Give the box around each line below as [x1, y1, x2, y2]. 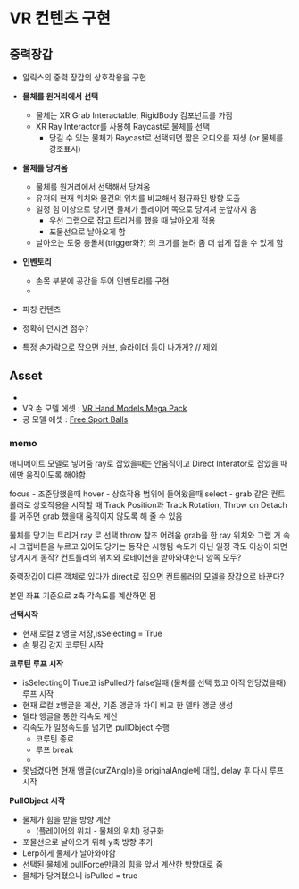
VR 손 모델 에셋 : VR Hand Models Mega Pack [21, 402, 187, 413]
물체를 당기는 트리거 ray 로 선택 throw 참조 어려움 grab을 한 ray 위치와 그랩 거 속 [9, 529, 291, 541]
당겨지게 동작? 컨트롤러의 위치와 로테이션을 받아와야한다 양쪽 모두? [9, 552, 242, 563]
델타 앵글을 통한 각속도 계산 [21, 711, 119, 722]
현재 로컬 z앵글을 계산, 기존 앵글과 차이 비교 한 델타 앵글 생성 [21, 699, 234, 711]
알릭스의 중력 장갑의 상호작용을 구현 [21, 72, 147, 82]
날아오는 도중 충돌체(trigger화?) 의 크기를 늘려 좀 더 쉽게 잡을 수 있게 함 [35, 238, 284, 248]
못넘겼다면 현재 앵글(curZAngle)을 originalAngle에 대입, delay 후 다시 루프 [21, 766, 284, 776]
